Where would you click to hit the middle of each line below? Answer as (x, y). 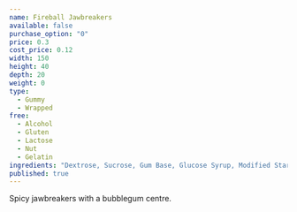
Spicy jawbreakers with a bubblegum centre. (91, 199)
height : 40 (29, 67)
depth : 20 (27, 75)
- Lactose (35, 140)
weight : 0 (27, 83)
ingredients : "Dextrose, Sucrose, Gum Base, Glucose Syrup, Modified (140, 165)
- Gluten (33, 132)
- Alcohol (35, 125)
